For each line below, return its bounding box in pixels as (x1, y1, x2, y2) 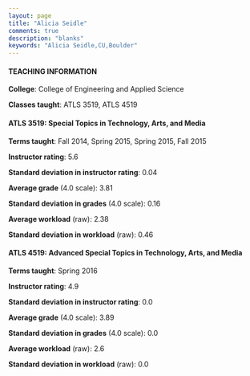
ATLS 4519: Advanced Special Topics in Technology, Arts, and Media (8, 248, 243, 258)
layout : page (8, 11, 52, 20)
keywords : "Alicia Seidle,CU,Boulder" (8, 42, 138, 50)
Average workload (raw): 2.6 (8, 343, 105, 354)
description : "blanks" (8, 34, 84, 43)
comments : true (8, 27, 59, 35)
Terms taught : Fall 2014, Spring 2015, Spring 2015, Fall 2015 (8, 136, 207, 145)
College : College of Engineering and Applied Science (8, 84, 184, 94)
